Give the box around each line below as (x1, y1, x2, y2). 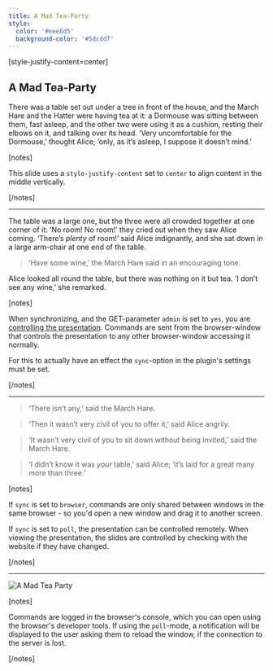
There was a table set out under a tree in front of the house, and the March (8, 103, 259, 112)
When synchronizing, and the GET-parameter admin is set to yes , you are (8, 314, 251, 324)
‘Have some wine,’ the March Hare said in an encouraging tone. (28, 258, 241, 268)
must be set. (8, 364, 50, 375)
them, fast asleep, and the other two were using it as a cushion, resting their (8, 120, 263, 129)
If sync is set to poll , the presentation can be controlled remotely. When (8, 524, 249, 534)
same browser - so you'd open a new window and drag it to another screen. (8, 508, 262, 518)
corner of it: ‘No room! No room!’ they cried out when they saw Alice (8, 225, 237, 235)
